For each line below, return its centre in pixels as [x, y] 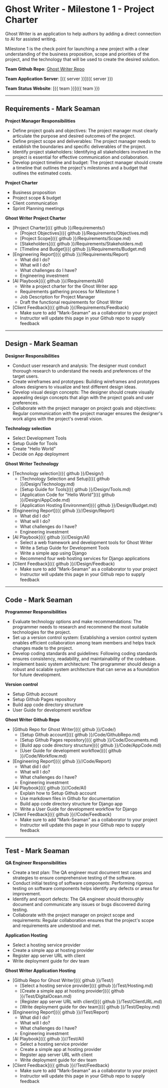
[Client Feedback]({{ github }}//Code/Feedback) [62, 814]
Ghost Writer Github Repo [32, 720]
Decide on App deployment [40, 454]
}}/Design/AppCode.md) [45, 500]
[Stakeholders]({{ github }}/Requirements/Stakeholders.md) [81, 243]
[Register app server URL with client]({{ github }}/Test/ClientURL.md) [91, 1001]
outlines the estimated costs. [42, 173]
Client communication [35, 203]
